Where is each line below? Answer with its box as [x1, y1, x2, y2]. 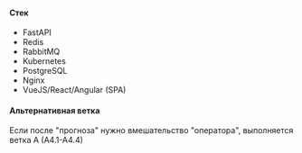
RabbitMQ [22, 46, 61, 58]
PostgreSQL [22, 66, 68, 76]
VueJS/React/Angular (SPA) [22, 85, 127, 95]
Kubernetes [22, 56, 66, 67]
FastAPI [22, 27, 52, 38]
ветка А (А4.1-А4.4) [9, 135, 84, 146]
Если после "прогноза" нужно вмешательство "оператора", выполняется [9, 125, 294, 136]
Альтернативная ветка [9, 104, 100, 116]
